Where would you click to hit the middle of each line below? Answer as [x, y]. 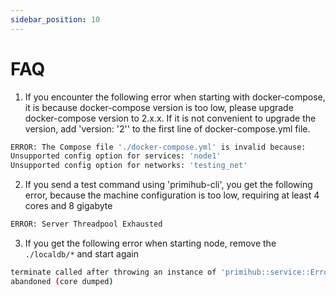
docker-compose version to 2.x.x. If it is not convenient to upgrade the [170, 118]
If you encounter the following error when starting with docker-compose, [175, 97]
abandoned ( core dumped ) [62, 281]
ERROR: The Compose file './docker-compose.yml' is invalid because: [158, 147]
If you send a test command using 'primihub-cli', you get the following [168, 185]
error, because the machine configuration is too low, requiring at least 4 [172, 195]
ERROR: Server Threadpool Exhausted [86, 224]
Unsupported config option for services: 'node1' [116, 156]
